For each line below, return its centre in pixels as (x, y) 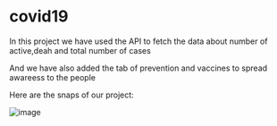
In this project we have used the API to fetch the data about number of (138, 41)
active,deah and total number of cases (80, 50)
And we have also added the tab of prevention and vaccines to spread (138, 68)
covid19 (39, 17)
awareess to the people (53, 77)
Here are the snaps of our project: (71, 95)
